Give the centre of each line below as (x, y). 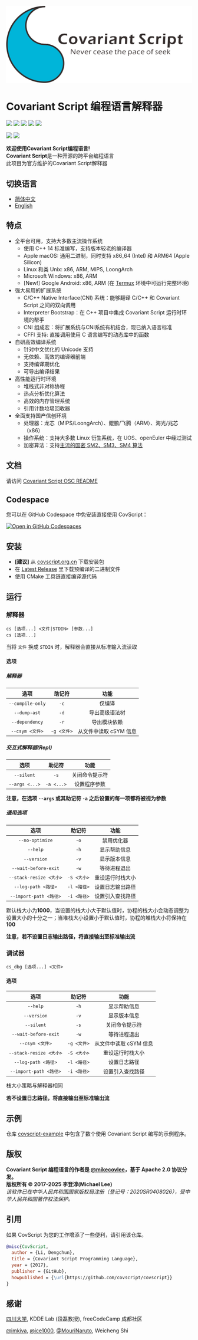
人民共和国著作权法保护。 (42, 1199)
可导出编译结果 (42, 371)
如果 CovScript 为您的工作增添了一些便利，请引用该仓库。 (77, 1234)
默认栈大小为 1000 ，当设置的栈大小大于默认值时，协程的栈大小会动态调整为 (98, 910)
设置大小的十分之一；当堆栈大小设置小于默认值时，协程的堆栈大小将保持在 (96, 918)
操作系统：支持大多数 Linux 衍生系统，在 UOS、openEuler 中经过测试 (108, 438)
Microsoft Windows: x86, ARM (60, 276)
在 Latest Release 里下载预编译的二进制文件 (67, 569)
